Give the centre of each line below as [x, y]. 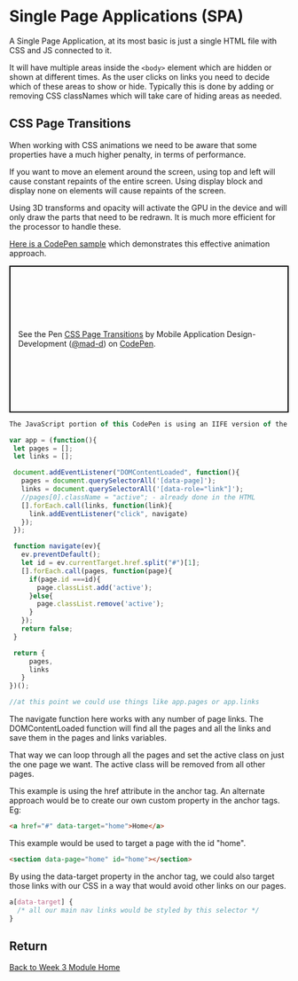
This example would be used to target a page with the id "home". [128, 843]
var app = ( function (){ [53, 440]
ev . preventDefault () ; [61, 555]
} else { [41, 596]
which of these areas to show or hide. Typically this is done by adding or [141, 86]
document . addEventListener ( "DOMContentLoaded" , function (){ [126, 473]
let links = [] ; [43, 457]
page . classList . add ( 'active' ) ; [94, 587]
